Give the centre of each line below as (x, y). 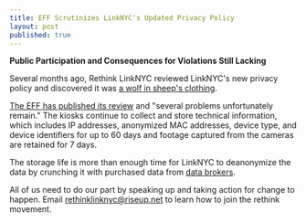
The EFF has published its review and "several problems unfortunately (142, 106)
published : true (40, 35)
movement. (31, 209)
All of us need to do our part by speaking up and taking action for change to (152, 190)
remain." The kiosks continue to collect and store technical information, (143, 116)
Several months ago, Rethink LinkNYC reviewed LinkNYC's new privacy (144, 79)
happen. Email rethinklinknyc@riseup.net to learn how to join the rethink (145, 200)
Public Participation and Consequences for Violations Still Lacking (138, 61)
